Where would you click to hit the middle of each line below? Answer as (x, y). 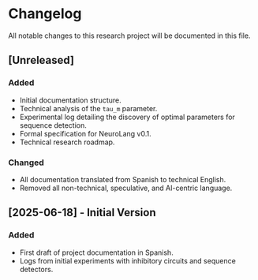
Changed (26, 162)
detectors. (36, 269)
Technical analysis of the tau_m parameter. (88, 108)
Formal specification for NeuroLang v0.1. (85, 133)
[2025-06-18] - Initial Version (82, 213)
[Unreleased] (41, 60)
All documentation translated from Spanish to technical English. (123, 179)
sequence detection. (53, 125)
